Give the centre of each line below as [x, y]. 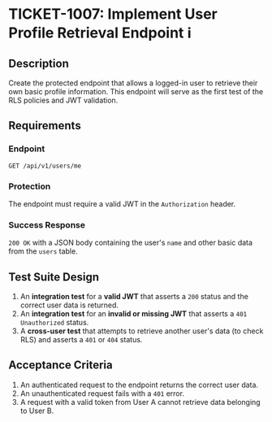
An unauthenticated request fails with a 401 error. [102, 393]
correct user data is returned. [69, 305]
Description [39, 63]
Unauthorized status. [54, 323]
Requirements [45, 126]
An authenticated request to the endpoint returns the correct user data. [139, 385]
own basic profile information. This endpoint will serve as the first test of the [136, 91]
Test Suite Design [54, 277]
